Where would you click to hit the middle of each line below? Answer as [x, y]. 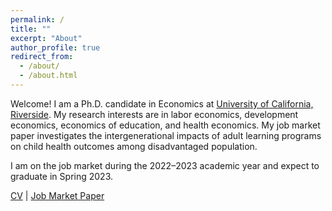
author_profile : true [55, 47]
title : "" [31, 29]
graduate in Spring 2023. [61, 176]
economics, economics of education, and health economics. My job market [165, 125]
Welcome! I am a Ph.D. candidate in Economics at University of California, [162, 103]
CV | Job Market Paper [57, 195]
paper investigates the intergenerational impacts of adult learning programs [166, 135]
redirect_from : [42, 57]
